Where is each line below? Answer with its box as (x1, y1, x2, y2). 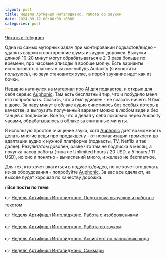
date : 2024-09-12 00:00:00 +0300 (5, 16, 75, 21)
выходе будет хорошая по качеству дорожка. (5, 174, 103, 180)
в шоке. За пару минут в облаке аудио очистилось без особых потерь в (5, 102, 159, 108)
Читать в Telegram (5, 35, 44, 41)
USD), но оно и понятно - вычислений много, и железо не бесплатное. (5, 154, 156, 160)
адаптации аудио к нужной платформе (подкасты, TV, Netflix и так (5, 138, 147, 144)
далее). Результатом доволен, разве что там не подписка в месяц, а (5, 143, 152, 150)
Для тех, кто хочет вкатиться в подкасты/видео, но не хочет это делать (5, 164, 159, 170)
